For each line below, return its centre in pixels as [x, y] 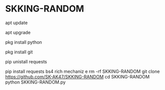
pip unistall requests [26, 61]
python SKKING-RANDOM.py [35, 82]
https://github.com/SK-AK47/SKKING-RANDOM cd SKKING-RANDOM [77, 76]
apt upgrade [18, 32]
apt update [16, 23]
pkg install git [19, 52]
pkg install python [24, 42]
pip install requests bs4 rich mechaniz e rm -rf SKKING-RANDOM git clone [82, 71]
